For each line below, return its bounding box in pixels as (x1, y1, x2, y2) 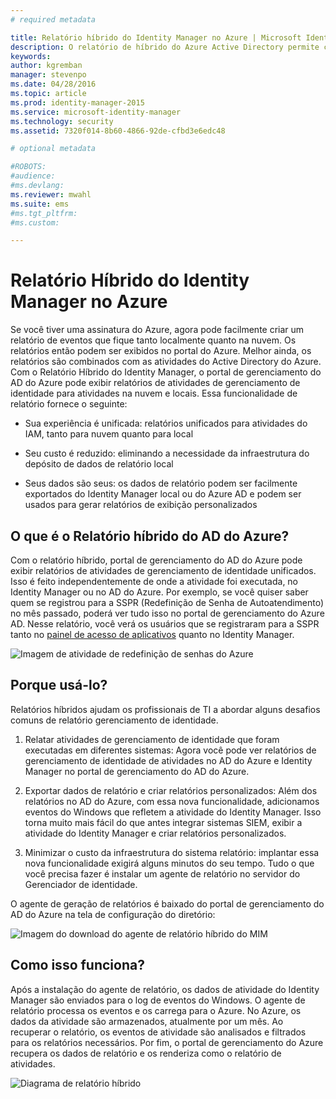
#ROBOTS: (10, 162, 47, 172)
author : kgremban (10, 61, 83, 71)
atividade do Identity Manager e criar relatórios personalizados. (24, 827, 287, 839)
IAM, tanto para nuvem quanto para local (24, 428, 194, 440)
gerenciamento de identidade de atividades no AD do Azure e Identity (24, 754, 313, 766)
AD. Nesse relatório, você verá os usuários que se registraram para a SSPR (10, 618, 320, 630)
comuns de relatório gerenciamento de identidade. (10, 714, 219, 726)
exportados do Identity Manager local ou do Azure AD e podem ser (24, 488, 302, 500)
